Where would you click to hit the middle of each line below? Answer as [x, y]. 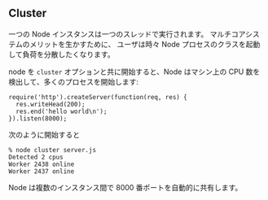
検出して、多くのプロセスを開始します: [73, 81]
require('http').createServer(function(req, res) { [98, 97]
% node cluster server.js [52, 150]
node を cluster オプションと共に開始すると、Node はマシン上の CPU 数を [134, 72]
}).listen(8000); [38, 118]
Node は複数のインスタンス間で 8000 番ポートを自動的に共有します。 [125, 187]
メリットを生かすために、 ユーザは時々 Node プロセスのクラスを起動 [145, 44]
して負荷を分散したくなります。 [62, 54]
